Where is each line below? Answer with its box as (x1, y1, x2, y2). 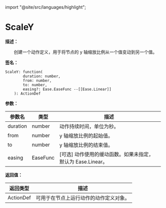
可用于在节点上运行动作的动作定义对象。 (36, 194, 130, 201)
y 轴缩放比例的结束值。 (59, 141, 114, 148)
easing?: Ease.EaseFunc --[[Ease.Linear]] (23, 87, 112, 92)
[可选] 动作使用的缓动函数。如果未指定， (59, 151, 154, 157)
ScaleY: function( (5, 69, 43, 74)
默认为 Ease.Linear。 (59, 158, 108, 165)
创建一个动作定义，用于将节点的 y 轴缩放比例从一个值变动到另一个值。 (14, 49, 157, 55)
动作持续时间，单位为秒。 (59, 123, 119, 130)
